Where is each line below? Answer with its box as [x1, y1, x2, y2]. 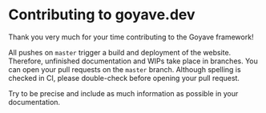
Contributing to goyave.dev [8, 6, 195, 24]
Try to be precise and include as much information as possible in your [8, 88, 239, 98]
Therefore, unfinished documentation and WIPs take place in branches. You [8, 56, 259, 66]
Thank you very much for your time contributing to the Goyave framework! [8, 32, 254, 42]
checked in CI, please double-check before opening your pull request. [8, 73, 240, 83]
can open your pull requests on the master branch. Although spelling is [8, 64, 242, 74]
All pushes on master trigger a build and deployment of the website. [8, 47, 232, 57]
